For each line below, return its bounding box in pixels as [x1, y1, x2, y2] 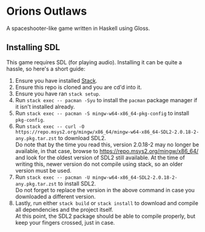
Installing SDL [6, 42, 60, 53]
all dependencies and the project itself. [15, 206, 113, 213]
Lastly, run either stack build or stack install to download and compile [15, 199, 199, 206]
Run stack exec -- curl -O [15, 122, 84, 130]
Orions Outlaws [6, 4, 88, 18]
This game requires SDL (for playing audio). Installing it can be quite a [6, 58, 182, 65]
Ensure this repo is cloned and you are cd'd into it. [15, 83, 142, 91]
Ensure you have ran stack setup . [15, 90, 101, 97]
